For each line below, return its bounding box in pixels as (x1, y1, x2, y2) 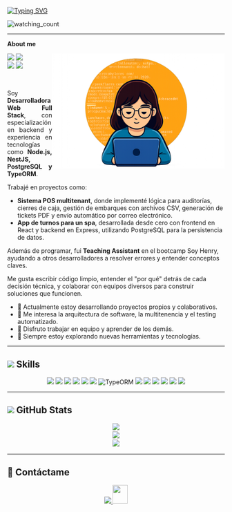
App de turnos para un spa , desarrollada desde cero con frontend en (17, 218, 215, 227)
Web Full (7, 104, 52, 112)
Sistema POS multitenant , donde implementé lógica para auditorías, (17, 197, 213, 205)
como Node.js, (7, 148, 52, 155)
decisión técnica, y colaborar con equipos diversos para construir (7, 282, 195, 290)
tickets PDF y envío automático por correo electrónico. (17, 211, 173, 219)
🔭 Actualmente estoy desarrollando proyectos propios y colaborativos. (17, 303, 217, 311)
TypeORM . (7, 170, 39, 178)
